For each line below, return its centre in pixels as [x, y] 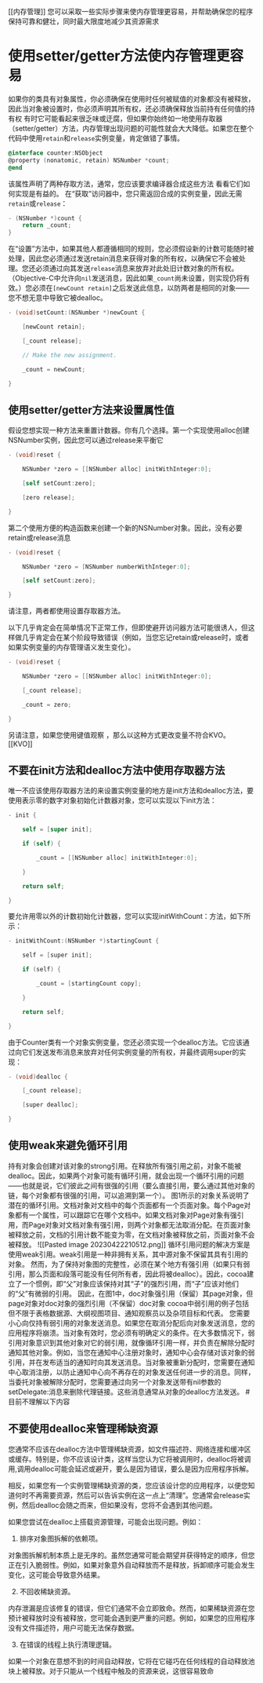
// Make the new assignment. [70, 355]
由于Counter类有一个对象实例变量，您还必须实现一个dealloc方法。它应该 [125, 1042]
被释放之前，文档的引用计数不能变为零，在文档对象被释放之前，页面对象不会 [131, 1235]
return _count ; [47, 225]
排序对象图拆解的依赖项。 [61, 1538]
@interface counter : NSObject [56, 153]
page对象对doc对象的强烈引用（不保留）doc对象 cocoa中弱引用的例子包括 [128, 1303]
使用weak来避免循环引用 [68, 1145]
